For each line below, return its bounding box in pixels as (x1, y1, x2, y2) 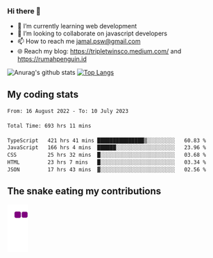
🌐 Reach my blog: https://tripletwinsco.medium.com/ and (17, 47, 182, 55)
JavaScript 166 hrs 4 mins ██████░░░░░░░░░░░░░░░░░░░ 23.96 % (7, 144, 207, 151)
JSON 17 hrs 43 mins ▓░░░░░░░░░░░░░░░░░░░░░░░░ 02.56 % (7, 166, 207, 173)
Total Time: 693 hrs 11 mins (7, 122, 92, 129)
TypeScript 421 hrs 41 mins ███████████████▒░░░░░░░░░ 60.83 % (7, 137, 207, 144)
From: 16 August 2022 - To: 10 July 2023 (7, 108, 129, 115)
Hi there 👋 (7, 6, 42, 16)
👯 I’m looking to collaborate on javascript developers (17, 29, 168, 37)
